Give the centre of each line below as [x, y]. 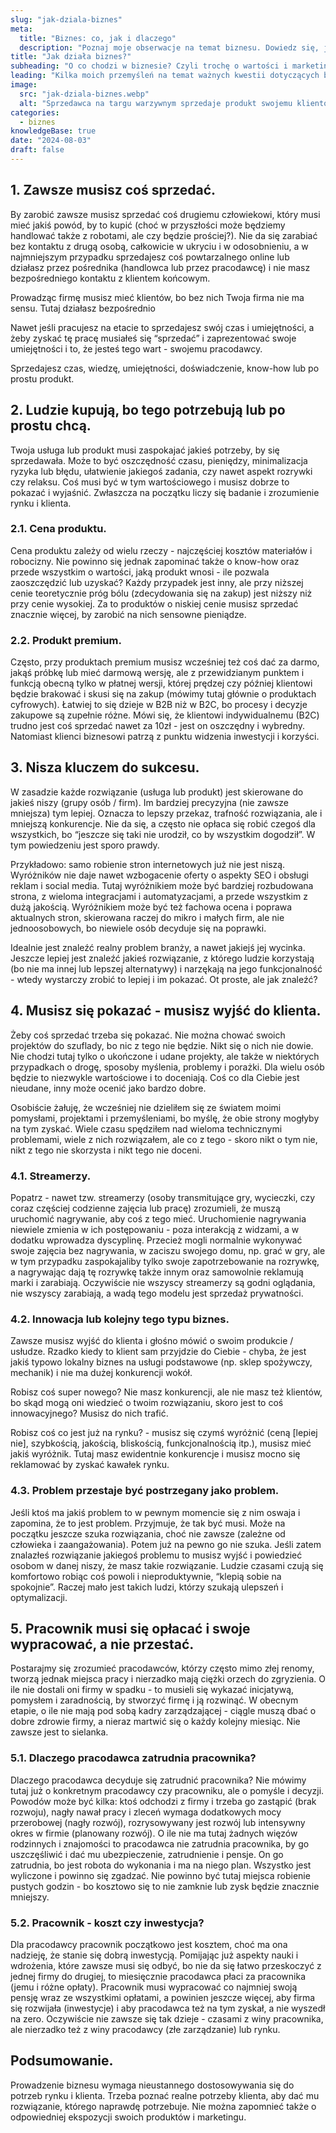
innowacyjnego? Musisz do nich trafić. [89, 1413]
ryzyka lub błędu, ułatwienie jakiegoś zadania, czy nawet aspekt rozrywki [161, 471]
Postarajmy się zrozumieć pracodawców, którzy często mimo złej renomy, [162, 1668]
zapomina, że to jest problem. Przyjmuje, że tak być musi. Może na [148, 1523]
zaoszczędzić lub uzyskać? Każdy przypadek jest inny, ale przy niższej [157, 582]
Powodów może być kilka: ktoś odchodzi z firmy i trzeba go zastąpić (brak [163, 1801]
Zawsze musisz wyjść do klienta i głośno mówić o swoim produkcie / [152, 1341]
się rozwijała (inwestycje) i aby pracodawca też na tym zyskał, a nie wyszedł [168, 2008]
